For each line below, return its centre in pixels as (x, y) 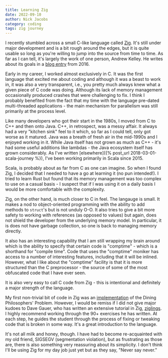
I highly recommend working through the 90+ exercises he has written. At (81, 314)
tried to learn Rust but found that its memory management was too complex (83, 179)
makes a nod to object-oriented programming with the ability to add (75, 204)
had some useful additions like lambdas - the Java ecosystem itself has (79, 148)
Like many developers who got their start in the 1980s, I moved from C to (80, 121)
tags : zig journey (24, 29)
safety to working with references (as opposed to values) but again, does (81, 215)
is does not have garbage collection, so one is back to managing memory (81, 226)
